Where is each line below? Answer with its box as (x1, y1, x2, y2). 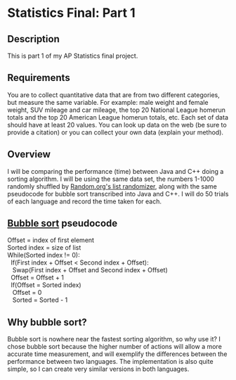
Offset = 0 (12, 289, 42, 297)
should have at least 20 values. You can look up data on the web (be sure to (7, 120, 227, 129)
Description (7, 33, 60, 45)
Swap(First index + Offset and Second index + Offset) (12, 266, 169, 274)
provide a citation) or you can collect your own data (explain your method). (7, 128, 223, 137)
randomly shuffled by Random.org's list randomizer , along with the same (7, 182, 218, 191)
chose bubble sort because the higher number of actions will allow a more (7, 343, 223, 351)
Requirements (7, 72, 70, 84)
